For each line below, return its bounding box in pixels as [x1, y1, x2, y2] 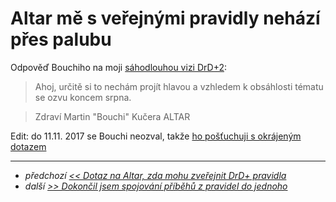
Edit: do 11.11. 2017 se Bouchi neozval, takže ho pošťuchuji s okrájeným [10, 130, 302, 142]
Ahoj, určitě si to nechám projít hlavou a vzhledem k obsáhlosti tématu [34, 80, 324, 92]
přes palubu [10, 28, 112, 51]
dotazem [10, 140, 47, 152]
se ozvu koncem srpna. [34, 91, 132, 103]
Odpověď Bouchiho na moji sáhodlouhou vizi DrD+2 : [10, 61, 228, 73]
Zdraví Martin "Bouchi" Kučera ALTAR [34, 110, 191, 122]
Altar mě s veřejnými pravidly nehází [10, 7, 321, 30]
